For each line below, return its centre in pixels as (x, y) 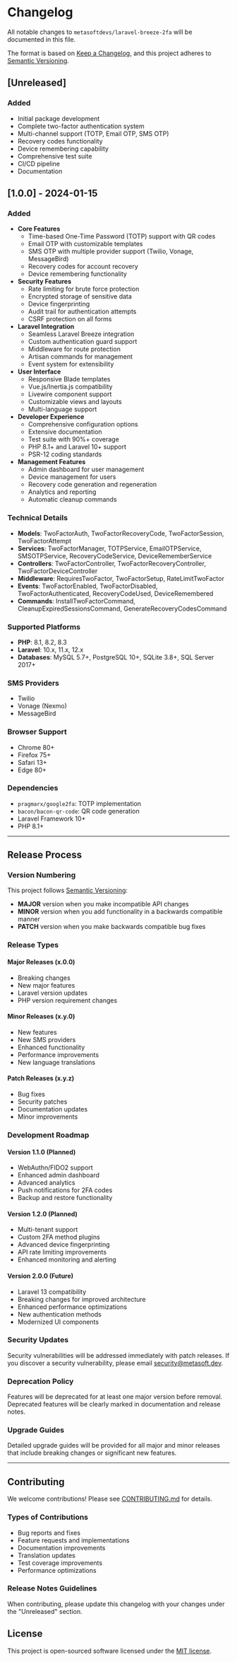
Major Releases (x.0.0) (41, 962)
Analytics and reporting (62, 492)
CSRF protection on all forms (70, 319)
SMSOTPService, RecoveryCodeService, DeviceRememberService (115, 555)
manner (29, 919)
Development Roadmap (48, 1135)
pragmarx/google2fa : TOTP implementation (79, 803)
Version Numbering (42, 875)
